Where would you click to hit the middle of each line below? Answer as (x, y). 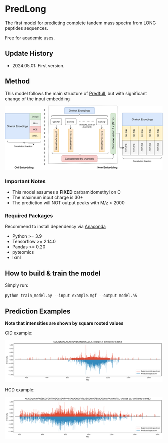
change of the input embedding (38, 99)
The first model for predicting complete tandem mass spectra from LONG (81, 23)
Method (18, 82)
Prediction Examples (38, 311)
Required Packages (29, 216)
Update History (29, 53)
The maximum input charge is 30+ (48, 197)
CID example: (19, 333)
